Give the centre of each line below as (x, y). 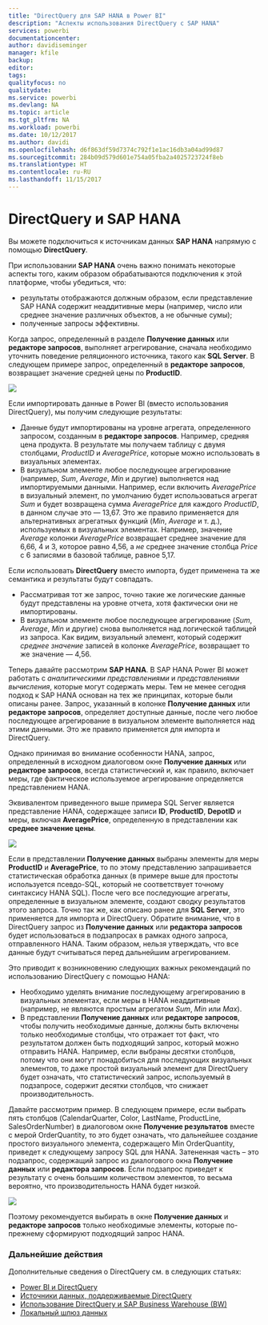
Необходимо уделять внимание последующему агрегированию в (132, 992)
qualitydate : (30, 90)
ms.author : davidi (39, 142)
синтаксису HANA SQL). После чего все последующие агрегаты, (119, 893)
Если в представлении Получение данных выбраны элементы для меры (134, 858)
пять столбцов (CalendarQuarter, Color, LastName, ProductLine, (115, 1118)
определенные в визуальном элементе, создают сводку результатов (127, 901)
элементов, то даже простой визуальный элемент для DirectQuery (134, 1068)
